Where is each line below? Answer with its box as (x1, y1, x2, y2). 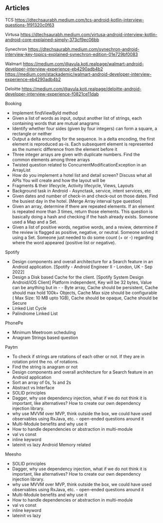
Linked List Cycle (12, 305, 47, 311)
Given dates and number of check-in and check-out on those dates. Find (12, 193, 158, 199)
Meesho (5, 451, 22, 457)
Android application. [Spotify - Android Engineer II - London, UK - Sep (12, 264, 153, 270)
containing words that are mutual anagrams (12, 120, 100, 126)
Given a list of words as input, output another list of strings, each (12, 115, 142, 121)
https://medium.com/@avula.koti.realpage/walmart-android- (22, 61, 144, 66)
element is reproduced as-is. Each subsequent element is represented (12, 141, 153, 147)
